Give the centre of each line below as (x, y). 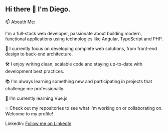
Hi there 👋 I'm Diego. (38, 9)
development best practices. (35, 71)
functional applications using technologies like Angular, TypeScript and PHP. (84, 39)
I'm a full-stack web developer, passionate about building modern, (74, 33)
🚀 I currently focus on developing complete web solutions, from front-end (81, 48)
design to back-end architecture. (39, 54)
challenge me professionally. (35, 88)
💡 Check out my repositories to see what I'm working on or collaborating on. (84, 108)
